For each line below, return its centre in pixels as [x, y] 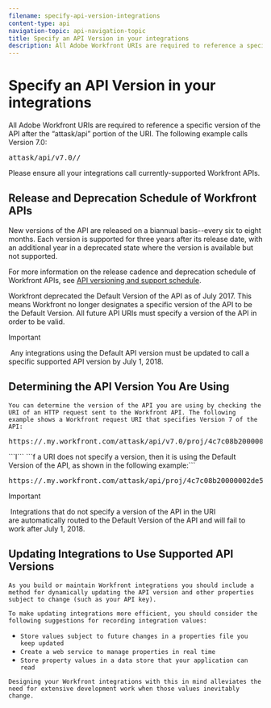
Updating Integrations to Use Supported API [121, 554]
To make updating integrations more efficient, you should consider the [133, 614]
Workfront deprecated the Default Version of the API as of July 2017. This [130, 296]
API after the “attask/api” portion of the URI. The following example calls [128, 134]
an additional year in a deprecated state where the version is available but [131, 248]
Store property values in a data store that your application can [134, 660]
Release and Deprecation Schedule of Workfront [132, 198]
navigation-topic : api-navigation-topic [77, 31]
